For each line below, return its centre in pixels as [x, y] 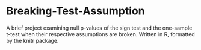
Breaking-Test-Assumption [76, 11]
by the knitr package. [32, 40]
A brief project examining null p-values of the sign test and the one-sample [99, 28]
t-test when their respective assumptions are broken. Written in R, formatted [101, 34]
